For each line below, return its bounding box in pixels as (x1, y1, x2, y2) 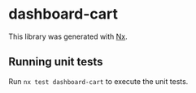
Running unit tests (8, 55, 103, 69)
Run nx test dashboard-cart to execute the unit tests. (8, 76, 189, 86)
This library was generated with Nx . (8, 32, 128, 41)
